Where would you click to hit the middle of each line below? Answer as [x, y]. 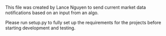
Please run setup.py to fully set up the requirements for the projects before [83, 23]
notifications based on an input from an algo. [52, 13]
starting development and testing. [40, 28]
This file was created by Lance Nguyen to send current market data [76, 7]
